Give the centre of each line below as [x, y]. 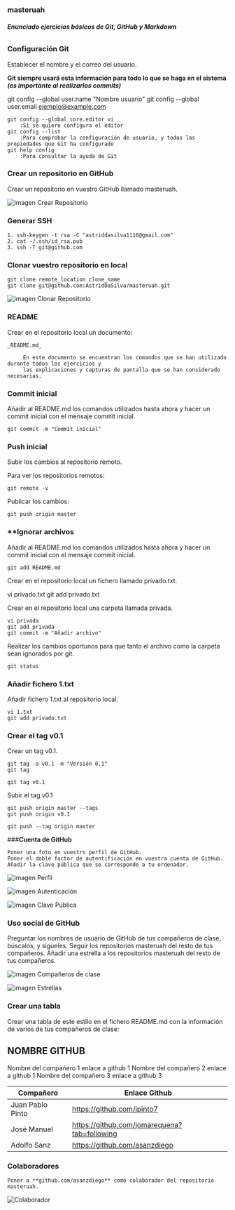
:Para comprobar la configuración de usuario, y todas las [108, 138]
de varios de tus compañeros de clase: [63, 1029]
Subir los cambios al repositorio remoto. [65, 462]
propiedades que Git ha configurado [60, 144]
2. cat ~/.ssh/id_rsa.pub [45, 241]
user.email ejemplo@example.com [57, 106]
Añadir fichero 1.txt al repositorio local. [63, 699]
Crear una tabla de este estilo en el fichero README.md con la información [115, 1021]
